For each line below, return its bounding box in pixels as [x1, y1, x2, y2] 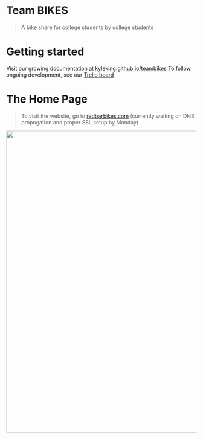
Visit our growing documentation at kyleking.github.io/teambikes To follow [6, 65, 192, 72]
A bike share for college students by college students [21, 24, 154, 31]
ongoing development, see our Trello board [6, 71, 114, 79]
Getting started [6, 45, 85, 59]
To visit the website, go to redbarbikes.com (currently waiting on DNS [21, 112, 195, 120]
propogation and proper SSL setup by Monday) [21, 118, 139, 126]
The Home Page [6, 92, 88, 106]
